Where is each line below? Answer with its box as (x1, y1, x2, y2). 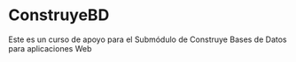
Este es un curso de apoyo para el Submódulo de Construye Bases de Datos (8, 34, 287, 45)
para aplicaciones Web (8, 43, 92, 53)
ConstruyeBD (8, 5, 110, 25)
